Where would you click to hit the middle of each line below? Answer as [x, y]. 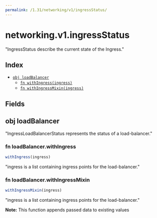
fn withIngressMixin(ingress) [52, 88]
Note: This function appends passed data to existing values [67, 210]
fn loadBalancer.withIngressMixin [47, 179]
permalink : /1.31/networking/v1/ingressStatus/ [56, 10]
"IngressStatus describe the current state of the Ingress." [65, 49]
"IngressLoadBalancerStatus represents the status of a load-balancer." [79, 133]
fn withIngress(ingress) [46, 83]
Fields [15, 104]
